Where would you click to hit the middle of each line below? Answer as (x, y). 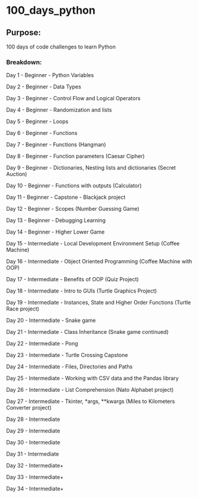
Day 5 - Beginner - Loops (37, 122)
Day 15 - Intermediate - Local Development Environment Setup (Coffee (93, 244)
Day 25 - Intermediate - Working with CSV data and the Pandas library (92, 378)
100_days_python (51, 10)
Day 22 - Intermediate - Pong (42, 343)
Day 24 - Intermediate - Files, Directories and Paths (69, 367)
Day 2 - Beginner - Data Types (44, 87)
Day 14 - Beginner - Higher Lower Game (55, 232)
